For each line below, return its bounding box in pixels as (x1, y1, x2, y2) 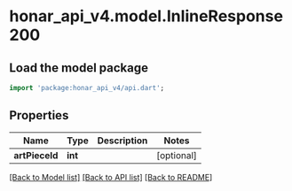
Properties (9, 108, 69, 123)
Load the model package (9, 60, 149, 75)
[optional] (156, 149, 198, 161)
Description (97, 134, 148, 147)
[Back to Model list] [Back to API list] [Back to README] (9, 172, 213, 182)
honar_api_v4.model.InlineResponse (9, 6, 284, 27)
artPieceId (13, 149, 59, 161)
